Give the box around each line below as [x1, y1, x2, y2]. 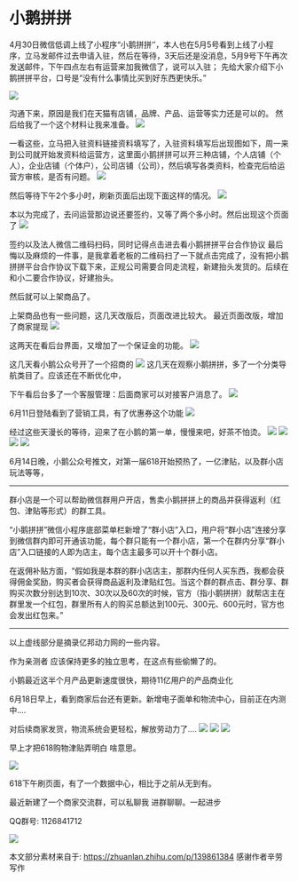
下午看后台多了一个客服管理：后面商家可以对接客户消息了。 [9, 388, 227, 400]
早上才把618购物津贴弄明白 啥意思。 [9, 742, 141, 753]
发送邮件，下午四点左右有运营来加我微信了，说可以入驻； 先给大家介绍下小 [9, 61, 284, 72]
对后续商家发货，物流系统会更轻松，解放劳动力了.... [9, 723, 198, 734]
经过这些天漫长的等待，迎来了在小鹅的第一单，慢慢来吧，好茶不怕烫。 [9, 426, 266, 437]
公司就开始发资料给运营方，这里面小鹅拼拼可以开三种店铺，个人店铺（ [16, 148, 273, 160]
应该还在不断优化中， [47, 369, 126, 380]
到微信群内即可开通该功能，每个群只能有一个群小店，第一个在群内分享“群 [9, 535, 278, 546]
